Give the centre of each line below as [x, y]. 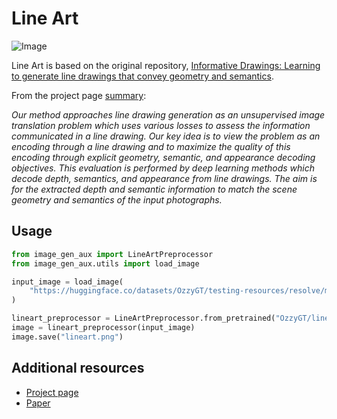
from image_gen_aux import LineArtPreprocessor [112, 254]
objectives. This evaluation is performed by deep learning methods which [163, 168]
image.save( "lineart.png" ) [67, 337]
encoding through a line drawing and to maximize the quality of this [151, 146]
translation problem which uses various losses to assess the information [161, 125]
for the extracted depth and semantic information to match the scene [154, 189]
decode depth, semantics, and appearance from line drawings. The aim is [164, 178]
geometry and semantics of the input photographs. [117, 199]
